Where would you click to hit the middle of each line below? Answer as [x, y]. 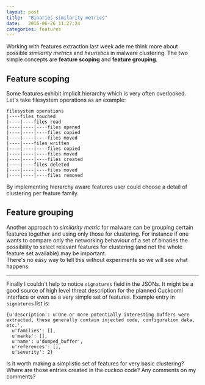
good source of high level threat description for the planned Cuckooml [95, 290]
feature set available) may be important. [56, 253]
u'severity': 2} [32, 352]
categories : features [34, 29]
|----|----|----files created [45, 160]
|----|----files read [34, 122]
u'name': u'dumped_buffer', [48, 341]
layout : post [23, 12]
